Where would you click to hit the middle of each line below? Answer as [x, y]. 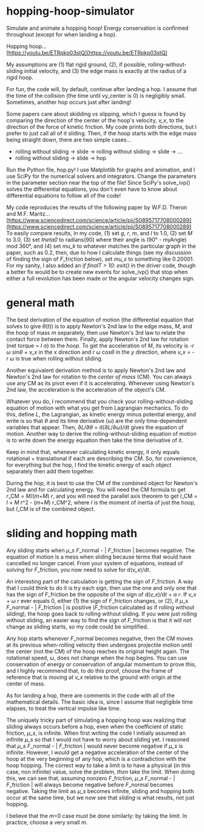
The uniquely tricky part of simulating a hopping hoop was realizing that [96, 720]
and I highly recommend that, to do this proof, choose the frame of [90, 670]
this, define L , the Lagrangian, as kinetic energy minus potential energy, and [101, 414]
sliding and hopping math [72, 534]
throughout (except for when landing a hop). [62, 34]
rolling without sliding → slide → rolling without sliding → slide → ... [99, 151]
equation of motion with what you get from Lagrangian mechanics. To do [97, 408]
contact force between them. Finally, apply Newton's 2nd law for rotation [98, 339]
